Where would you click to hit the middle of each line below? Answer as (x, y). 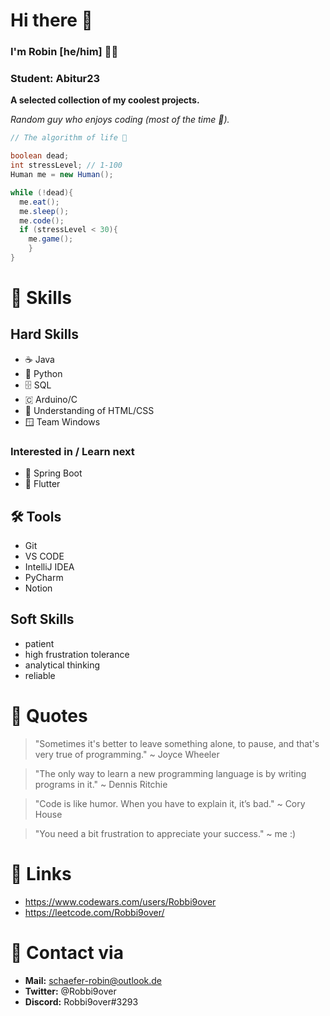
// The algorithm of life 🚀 (69, 138)
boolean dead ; (40, 156)
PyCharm (44, 578)
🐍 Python (43, 373)
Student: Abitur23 (55, 79)
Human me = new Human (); (62, 175)
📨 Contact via (67, 952)
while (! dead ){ (42, 192)
